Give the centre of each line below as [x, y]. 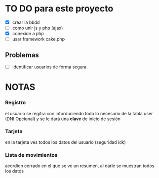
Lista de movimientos [31, 155]
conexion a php [28, 34]
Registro [16, 103]
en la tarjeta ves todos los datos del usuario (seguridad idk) [65, 142]
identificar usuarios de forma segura [49, 67]
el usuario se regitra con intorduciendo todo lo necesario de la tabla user [79, 113]
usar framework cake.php [39, 39]
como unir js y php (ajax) [38, 28]
